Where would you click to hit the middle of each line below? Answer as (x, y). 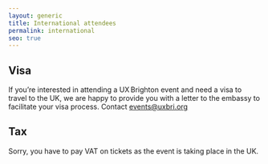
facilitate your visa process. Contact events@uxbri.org (98, 107)
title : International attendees (62, 23)
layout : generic (35, 16)
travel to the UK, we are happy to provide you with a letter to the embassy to (134, 98)
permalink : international (51, 30)
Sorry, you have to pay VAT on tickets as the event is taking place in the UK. (134, 151)
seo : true (25, 38)
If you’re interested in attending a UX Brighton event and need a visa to (125, 90)
